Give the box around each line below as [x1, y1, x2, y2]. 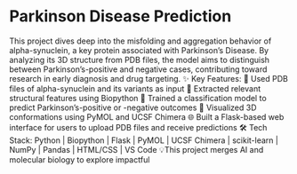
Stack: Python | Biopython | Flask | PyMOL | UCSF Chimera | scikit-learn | [9, 135, 278, 146]
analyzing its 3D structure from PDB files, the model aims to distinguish [9, 54, 269, 65]
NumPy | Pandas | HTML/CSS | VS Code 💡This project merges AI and [9, 144, 264, 154]
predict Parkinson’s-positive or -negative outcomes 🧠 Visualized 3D [9, 102, 257, 113]
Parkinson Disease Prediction [9, 6, 232, 27]
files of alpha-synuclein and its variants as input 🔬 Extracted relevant [9, 83, 261, 94]
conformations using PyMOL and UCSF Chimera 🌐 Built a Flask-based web [9, 111, 285, 122]
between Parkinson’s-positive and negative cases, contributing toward [9, 64, 268, 75]
